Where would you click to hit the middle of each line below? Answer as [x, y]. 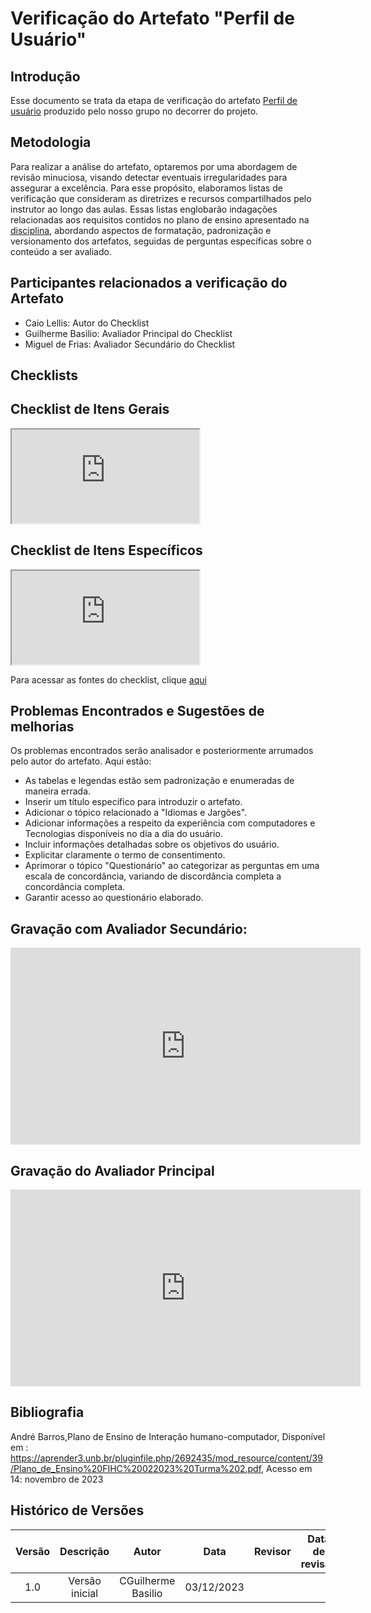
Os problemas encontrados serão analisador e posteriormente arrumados [162, 751]
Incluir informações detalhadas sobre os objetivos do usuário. [152, 844]
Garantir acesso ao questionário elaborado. [114, 898]
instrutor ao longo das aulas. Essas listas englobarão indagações [144, 209]
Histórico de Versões [77, 1510]
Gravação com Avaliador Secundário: [129, 928]
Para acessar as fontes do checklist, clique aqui [108, 679]
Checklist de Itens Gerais [90, 409]
